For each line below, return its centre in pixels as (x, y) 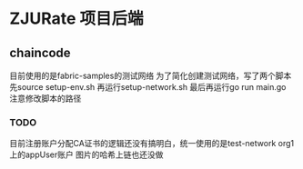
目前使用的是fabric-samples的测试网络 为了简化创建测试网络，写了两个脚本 (151, 75)
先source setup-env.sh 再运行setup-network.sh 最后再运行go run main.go (148, 87)
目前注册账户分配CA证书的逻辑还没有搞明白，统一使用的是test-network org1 (151, 144)
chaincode (40, 52)
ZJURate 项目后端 (76, 19)
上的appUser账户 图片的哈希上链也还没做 (86, 154)
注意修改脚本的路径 (45, 98)
